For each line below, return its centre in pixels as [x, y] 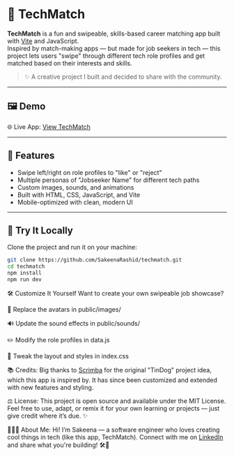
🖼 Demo [26, 106]
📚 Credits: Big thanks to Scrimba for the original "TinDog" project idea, [110, 370]
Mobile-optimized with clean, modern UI [75, 202]
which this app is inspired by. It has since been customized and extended [112, 380]
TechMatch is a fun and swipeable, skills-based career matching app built [114, 33]
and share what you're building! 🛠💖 [58, 445]
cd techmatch [26, 267]
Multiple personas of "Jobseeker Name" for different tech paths [108, 180]
